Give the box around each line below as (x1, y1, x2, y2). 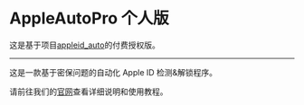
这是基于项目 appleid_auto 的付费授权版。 (9, 39, 160, 50)
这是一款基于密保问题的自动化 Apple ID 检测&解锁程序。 (9, 66, 218, 77)
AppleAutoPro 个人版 (9, 8, 169, 29)
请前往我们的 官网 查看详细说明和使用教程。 (9, 86, 168, 97)
